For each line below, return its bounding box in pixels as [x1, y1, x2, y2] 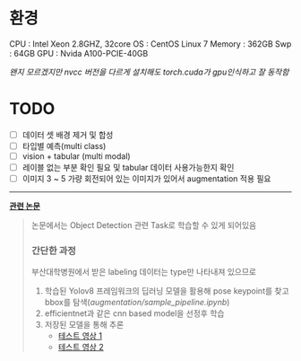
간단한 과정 [30, 244, 76, 257]
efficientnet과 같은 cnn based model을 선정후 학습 [44, 308, 225, 319]
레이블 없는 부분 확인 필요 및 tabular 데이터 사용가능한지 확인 [21, 163, 235, 173]
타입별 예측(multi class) [21, 140, 107, 151]
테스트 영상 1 [57, 330, 103, 341]
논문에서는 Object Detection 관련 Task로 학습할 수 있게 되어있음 [30, 220, 257, 231]
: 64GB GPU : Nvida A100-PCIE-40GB [9, 48, 149, 58]
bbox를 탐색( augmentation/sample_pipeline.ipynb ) [44, 297, 230, 308]
